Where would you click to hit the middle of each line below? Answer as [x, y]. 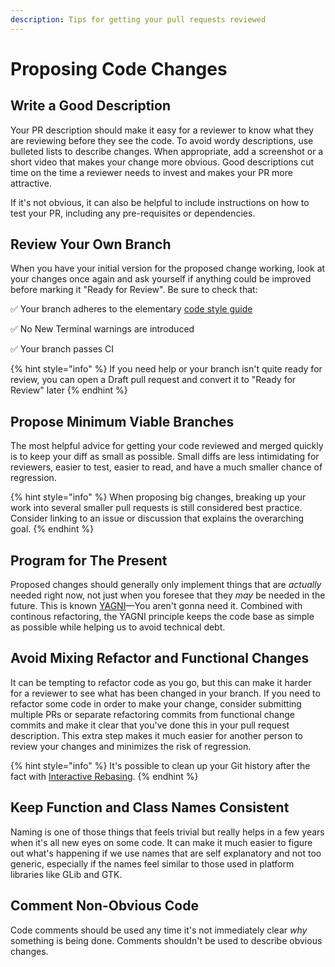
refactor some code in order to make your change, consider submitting [156, 703]
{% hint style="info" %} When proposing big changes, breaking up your [158, 497]
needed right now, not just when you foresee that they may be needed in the [168, 595]
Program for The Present [89, 560]
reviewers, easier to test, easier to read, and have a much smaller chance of [166, 467]
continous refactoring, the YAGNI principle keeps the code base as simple [162, 617]
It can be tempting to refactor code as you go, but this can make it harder [161, 682]
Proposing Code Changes [119, 68]
